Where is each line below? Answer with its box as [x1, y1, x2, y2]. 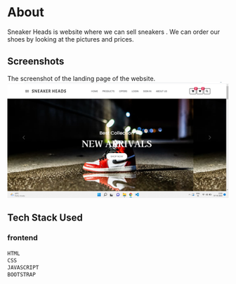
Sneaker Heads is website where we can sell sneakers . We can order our [7, 27, 221, 36]
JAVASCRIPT [7, 264, 39, 271]
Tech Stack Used [7, 212, 83, 224]
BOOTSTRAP [7, 271, 37, 278]
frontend [7, 233, 39, 243]
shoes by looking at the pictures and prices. [7, 35, 134, 43]
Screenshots [7, 56, 65, 68]
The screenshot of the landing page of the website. [7, 74, 156, 82]
